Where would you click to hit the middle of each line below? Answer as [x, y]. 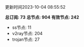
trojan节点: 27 [26, 39]
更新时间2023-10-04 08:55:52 [35, 7]
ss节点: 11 [22, 27]
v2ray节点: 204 [27, 33]
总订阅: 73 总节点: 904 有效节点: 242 [42, 17]
